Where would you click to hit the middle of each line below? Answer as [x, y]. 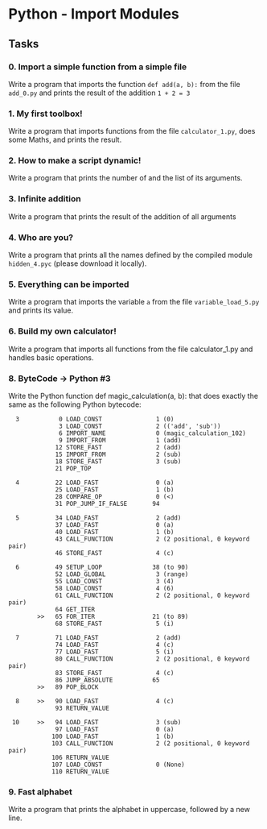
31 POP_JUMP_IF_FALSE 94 [107, 504]
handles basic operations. [51, 357]
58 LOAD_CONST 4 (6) [115, 588]
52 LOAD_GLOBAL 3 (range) [122, 574]
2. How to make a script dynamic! [75, 160]
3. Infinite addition [45, 199]
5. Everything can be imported [69, 284]
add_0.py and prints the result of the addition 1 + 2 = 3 [99, 93]
